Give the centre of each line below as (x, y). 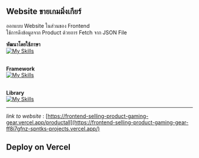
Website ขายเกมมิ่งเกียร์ (44, 12)
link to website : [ (27, 116)
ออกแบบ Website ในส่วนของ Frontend (48, 25)
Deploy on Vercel (38, 147)
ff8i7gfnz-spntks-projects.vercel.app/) (53, 128)
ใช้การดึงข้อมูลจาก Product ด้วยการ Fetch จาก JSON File (67, 32)
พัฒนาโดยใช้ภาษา (23, 44)
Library (15, 92)
